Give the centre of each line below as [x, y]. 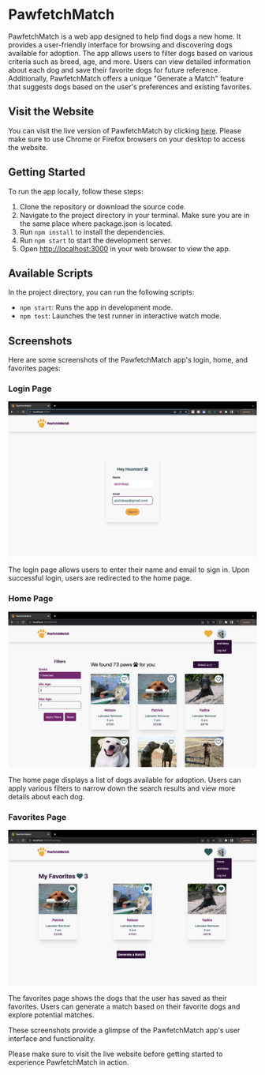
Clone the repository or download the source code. [103, 206]
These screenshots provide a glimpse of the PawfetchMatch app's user [124, 1030]
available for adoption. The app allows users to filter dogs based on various [131, 53]
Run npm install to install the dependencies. [92, 231]
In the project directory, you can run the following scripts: [101, 292]
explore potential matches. [51, 1015]
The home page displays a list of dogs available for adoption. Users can [125, 780]
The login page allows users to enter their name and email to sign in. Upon [129, 569]
